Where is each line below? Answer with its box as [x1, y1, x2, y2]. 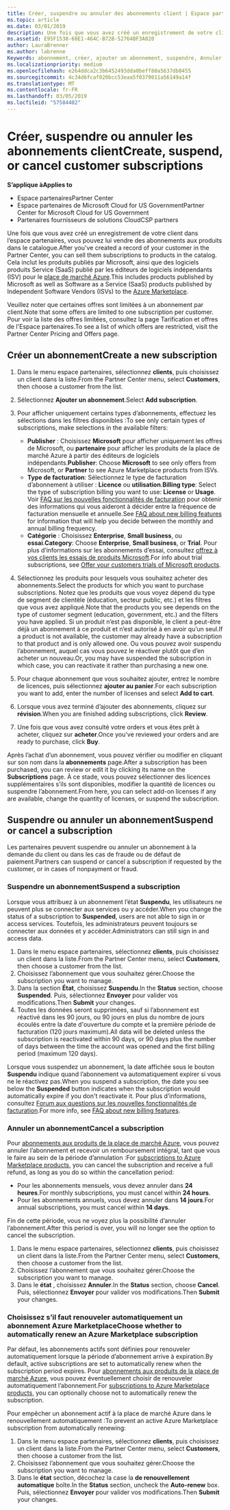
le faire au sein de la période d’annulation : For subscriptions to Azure [7, 1154, 201, 1162]
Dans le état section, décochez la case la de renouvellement [16, 1474, 190, 1482]
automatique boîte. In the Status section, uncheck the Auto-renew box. [16, 1481, 220, 1489]
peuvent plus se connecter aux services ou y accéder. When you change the [7, 905, 222, 913]
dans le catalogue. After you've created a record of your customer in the [7, 243, 210, 252]
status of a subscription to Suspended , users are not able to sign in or [7, 912, 205, 921]
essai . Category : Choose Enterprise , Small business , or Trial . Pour [27, 539, 218, 547]
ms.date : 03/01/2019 [7, 23, 66, 29]
